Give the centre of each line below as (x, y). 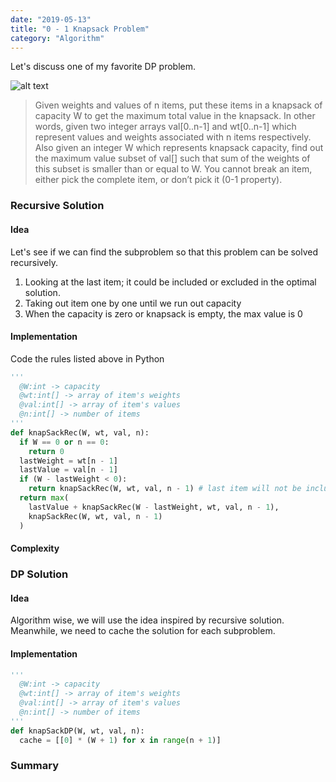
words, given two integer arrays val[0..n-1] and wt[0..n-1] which (165, 127)
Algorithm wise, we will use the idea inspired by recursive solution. (147, 620)
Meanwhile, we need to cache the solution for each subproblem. (143, 631)
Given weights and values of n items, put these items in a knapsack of (178, 105)
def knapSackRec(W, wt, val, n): (80, 432)
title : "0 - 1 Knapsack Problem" (80, 29)
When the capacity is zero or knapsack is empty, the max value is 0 (163, 313)
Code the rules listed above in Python (87, 358)
